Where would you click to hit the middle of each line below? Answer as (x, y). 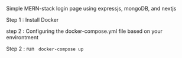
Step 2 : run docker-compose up (45, 49)
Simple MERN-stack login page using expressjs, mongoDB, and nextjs (91, 8)
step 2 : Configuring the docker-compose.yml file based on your (84, 31)
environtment (22, 37)
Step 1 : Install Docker (32, 20)
